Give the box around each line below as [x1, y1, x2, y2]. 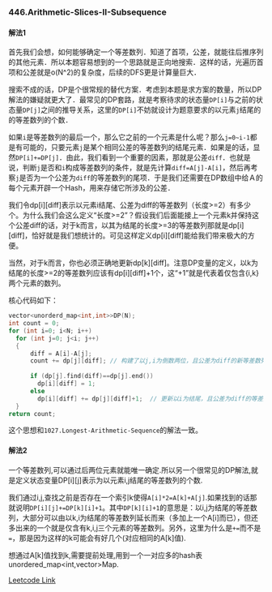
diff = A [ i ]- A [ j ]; [29, 350, 92, 358]
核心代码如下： [8, 295, 58, 306]
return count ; [8, 410, 57, 418]
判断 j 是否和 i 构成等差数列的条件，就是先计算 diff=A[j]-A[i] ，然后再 [22, 163, 251, 173]
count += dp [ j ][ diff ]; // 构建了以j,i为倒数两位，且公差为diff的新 [29, 357, 243, 365]
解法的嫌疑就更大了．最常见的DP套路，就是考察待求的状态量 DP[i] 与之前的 [8, 95, 257, 105]
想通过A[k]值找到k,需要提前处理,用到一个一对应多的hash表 [8, 550, 203, 560]
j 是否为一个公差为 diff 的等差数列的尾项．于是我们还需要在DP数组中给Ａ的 [15, 173, 263, 182]
